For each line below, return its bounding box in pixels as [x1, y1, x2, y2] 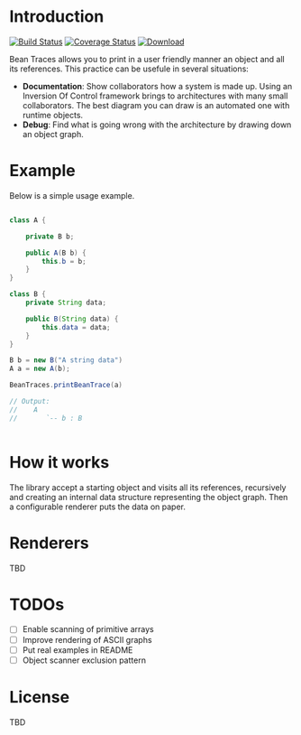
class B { [9, 290, 47, 299]
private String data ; [25, 298, 106, 307]
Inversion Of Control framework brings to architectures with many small [22, 90, 288, 101]
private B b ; [25, 232, 75, 241]
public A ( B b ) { [25, 248, 87, 257]
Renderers [9, 533, 89, 553]
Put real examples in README [22, 644, 133, 656]
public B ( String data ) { [25, 314, 119, 323]
